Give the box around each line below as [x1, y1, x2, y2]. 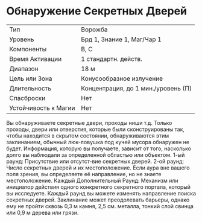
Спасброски [9, 94, 46, 102]
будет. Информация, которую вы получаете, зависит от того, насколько [6, 145, 192, 152]
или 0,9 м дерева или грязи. [6, 209, 79, 216]
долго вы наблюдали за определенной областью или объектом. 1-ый [6, 151, 185, 158]
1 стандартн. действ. [81, 54, 143, 63]
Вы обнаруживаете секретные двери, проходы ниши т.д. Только [6, 119, 172, 126]
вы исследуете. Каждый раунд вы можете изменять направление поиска [6, 189, 197, 197]
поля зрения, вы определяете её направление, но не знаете [6, 170, 162, 177]
